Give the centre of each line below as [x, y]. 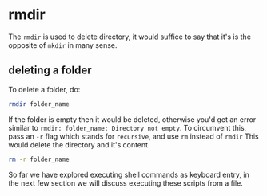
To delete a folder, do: [44, 89]
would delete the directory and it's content [78, 144]
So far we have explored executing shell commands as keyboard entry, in [129, 174]
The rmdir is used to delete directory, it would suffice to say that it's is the [130, 37]
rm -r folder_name [39, 159]
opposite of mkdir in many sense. [63, 45]
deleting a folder [50, 71]
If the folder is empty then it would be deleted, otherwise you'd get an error [132, 119]
